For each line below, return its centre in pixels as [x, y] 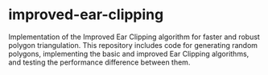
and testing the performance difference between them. [99, 62]
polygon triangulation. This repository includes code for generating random [133, 45]
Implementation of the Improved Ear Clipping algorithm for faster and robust [134, 37]
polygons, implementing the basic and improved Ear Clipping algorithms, [129, 53]
